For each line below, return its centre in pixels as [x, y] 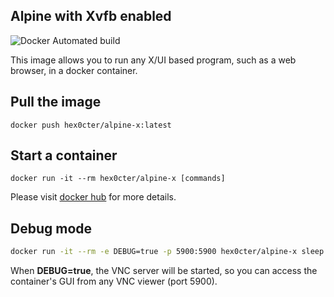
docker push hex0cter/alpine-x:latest [91, 125]
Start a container [64, 155]
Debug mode [51, 228]
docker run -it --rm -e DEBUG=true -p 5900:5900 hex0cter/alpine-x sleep [167, 252]
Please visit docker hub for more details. [93, 197]
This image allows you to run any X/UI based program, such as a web [153, 60]
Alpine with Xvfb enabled [91, 16]
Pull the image [56, 102]
